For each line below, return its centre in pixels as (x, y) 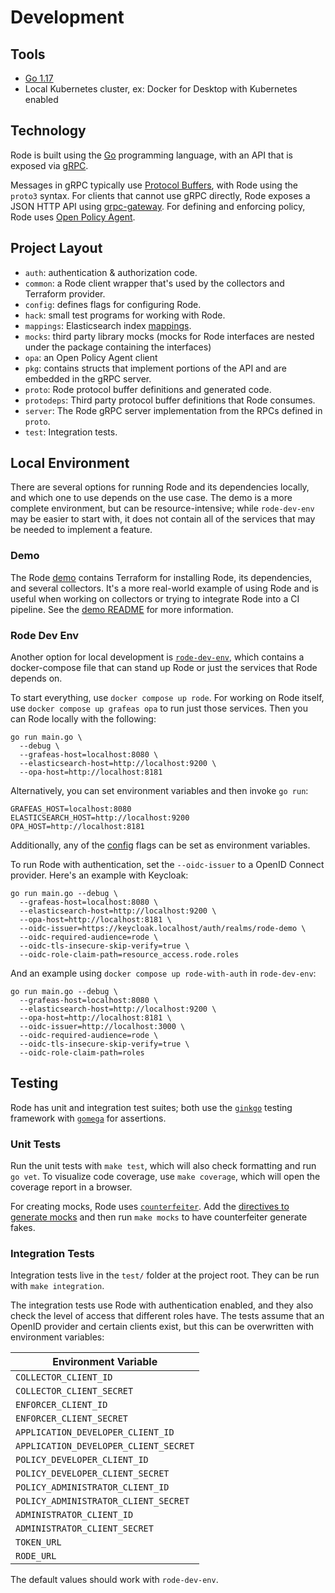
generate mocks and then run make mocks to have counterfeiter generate (159, 1217)
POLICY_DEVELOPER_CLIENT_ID (82, 1460)
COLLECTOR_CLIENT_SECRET (74, 1391)
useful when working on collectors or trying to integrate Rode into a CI (155, 598)
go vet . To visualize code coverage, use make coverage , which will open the (165, 1177)
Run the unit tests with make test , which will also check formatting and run (163, 1166)
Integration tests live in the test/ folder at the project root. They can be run (165, 1275)
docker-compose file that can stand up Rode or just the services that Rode (164, 668)
